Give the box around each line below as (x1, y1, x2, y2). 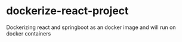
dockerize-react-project (6, 4, 129, 18)
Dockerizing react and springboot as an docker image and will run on (6, 24, 176, 31)
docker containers (6, 30, 51, 37)
